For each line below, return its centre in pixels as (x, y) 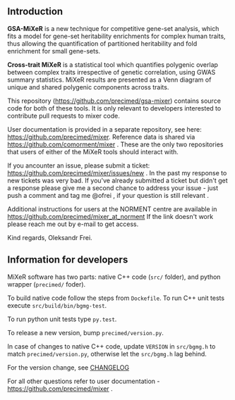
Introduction (35, 12)
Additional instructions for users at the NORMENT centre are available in (112, 209)
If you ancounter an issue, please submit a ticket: (79, 165)
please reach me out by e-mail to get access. (73, 224)
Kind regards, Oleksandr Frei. (50, 237)
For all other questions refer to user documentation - (84, 381)
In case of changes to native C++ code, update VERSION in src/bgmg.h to (112, 346)
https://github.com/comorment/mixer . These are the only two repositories (115, 144)
